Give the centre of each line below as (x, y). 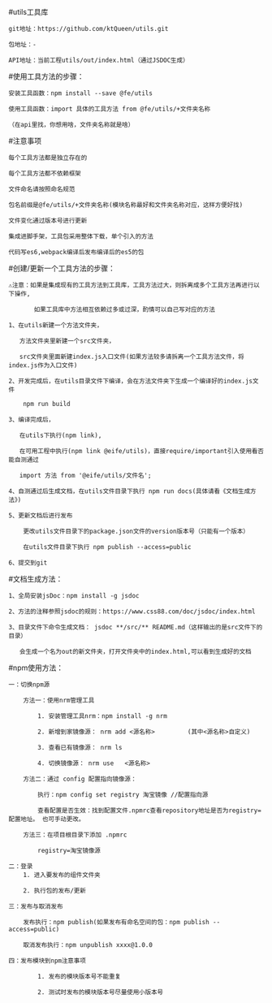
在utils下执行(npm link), (60, 435)
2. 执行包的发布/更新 (55, 891)
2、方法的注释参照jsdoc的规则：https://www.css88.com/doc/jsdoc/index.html (132, 612)
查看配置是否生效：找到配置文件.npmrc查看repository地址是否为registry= (149, 811)
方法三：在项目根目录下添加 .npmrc (75, 835)
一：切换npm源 (29, 685)
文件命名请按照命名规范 (42, 189)
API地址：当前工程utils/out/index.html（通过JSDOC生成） (99, 60)
